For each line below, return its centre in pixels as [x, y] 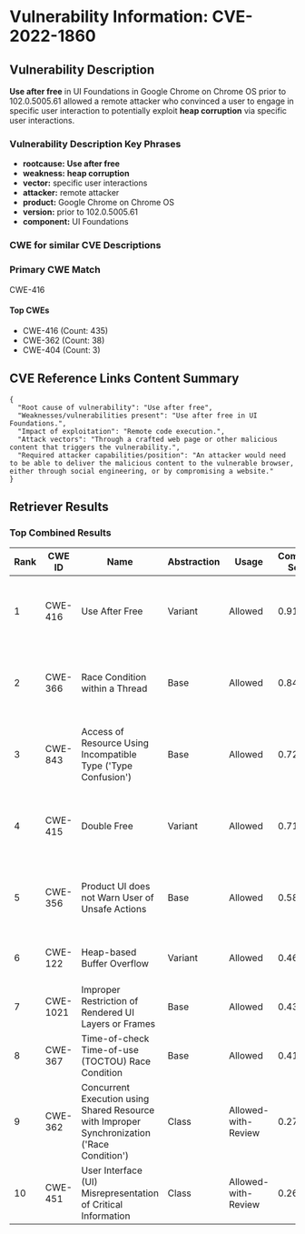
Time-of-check [115, 1038]
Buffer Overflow [115, 964]
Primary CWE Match [55, 270]
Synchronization [116, 1133]
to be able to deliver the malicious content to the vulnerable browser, [152, 463]
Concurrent [105, 1088]
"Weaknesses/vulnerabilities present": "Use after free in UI [138, 416]
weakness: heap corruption [76, 174]
